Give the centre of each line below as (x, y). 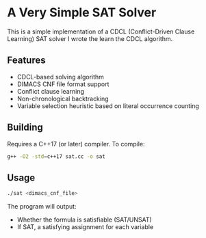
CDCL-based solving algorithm (61, 77)
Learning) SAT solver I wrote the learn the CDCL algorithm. (90, 38)
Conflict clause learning (50, 91)
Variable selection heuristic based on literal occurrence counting (108, 106)
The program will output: (42, 207)
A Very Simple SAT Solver (82, 13)
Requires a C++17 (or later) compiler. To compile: (76, 144)
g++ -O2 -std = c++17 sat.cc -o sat (56, 156)
